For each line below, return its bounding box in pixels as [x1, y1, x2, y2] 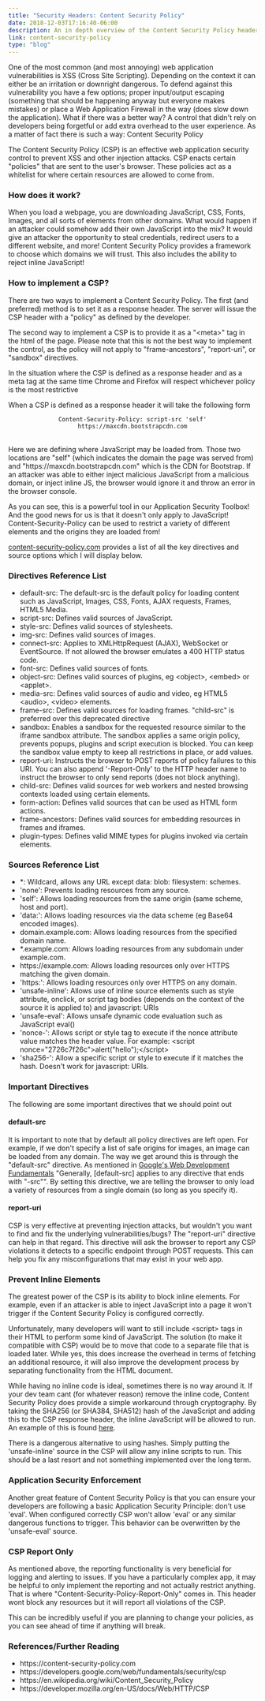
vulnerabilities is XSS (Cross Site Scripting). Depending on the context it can [8, 71, 256, 80]
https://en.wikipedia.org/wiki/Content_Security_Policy [19, 1676, 194, 1685]
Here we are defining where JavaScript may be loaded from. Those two [8, 444, 241, 454]
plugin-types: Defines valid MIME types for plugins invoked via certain [19, 832, 248, 841]
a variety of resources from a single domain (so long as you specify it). [8, 1185, 238, 1194]
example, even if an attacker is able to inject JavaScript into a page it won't [8, 1300, 252, 1310]
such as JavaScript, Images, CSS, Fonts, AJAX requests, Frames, [19, 596, 232, 606]
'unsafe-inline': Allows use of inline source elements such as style [19, 986, 234, 996]
